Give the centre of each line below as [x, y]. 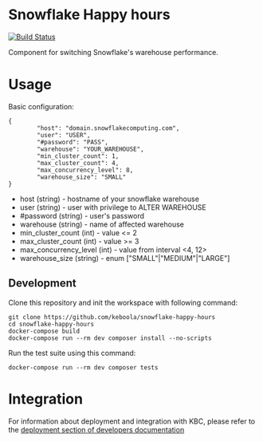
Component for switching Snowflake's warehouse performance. [114, 52]
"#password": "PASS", [73, 142]
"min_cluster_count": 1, [78, 156]
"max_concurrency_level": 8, [85, 170]
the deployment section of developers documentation [96, 429]
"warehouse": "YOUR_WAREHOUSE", [91, 149]
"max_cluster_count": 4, [78, 163]
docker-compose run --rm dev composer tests [83, 367]
